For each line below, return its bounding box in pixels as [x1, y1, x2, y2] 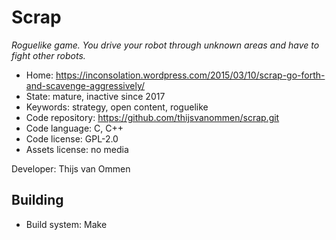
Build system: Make [25, 218, 108, 230]
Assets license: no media [25, 143, 129, 155]
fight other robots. [11, 49, 86, 61]
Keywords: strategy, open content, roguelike [25, 101, 209, 113]
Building [11, 192, 64, 209]
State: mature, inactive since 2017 [25, 90, 166, 102]
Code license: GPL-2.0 [25, 132, 119, 145]
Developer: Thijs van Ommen [11, 162, 131, 175]
